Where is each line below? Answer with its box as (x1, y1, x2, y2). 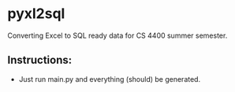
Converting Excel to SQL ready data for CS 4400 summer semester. (7, 31, 228, 40)
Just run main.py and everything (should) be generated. (18, 74, 201, 83)
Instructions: (7, 53, 73, 67)
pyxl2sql (7, 5, 65, 23)
